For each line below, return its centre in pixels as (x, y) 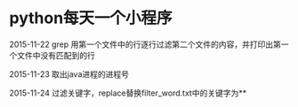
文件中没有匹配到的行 (56, 55)
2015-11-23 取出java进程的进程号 (69, 74)
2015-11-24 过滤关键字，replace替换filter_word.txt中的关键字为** (128, 93)
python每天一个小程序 (91, 18)
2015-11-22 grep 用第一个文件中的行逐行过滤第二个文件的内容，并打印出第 (145, 44)
